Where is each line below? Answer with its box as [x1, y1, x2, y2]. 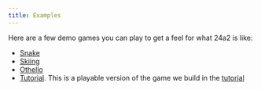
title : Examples [8, 11, 61, 20]
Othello [19, 64, 43, 74]
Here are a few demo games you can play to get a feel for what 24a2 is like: [8, 33, 253, 42]
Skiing [19, 56, 41, 66]
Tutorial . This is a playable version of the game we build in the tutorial [19, 73, 245, 82]
